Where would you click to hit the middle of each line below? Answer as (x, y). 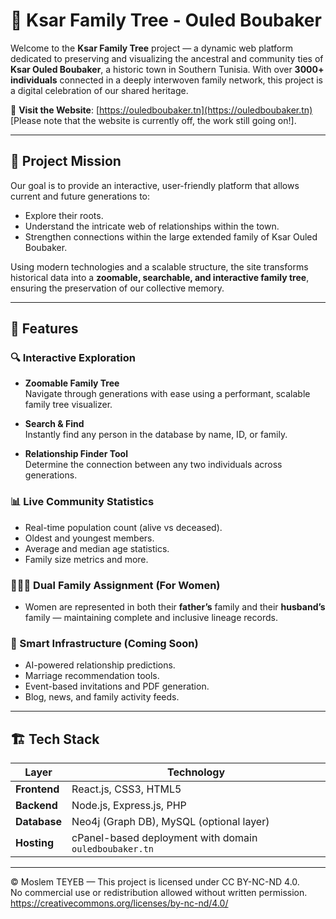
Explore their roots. (64, 215)
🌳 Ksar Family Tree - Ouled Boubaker (166, 20)
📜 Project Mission (66, 161)
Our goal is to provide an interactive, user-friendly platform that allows (155, 185)
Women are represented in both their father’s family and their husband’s (175, 607)
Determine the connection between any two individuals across (153, 465)
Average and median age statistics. (97, 548)
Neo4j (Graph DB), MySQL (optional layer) (170, 822)
